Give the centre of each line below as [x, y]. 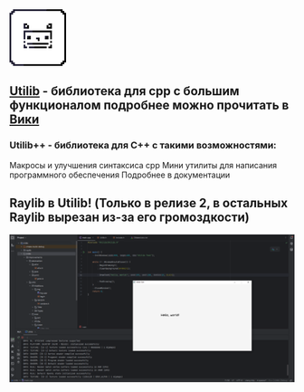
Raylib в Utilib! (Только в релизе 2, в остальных [148, 203]
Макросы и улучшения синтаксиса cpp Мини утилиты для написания [143, 165]
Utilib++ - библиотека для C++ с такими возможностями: [143, 146]
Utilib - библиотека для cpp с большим [124, 91]
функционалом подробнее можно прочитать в [149, 105]
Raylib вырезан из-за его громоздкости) [130, 218]
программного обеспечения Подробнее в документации [120, 175]
